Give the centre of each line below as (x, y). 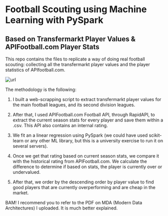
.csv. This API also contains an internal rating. (60, 125)
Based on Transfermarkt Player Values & (70, 39)
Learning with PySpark (54, 20)
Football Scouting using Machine (76, 9)
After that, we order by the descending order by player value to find (83, 182)
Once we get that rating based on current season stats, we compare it (86, 156)
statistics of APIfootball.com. (35, 70)
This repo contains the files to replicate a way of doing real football (75, 59)
